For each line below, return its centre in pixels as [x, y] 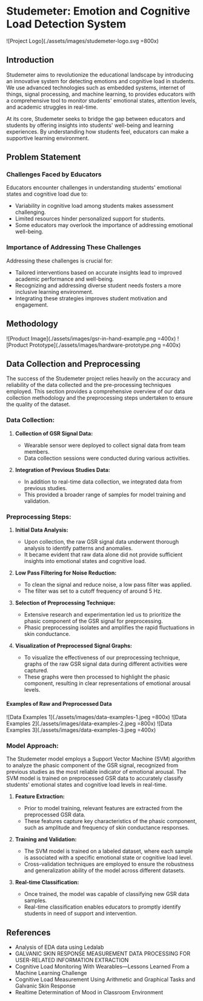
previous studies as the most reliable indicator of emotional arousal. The [96, 772]
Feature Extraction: [40, 796]
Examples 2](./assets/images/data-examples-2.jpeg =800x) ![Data [89, 723]
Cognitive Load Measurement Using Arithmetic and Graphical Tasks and [105, 980]
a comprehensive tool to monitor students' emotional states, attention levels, [101, 100]
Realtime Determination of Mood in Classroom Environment [89, 992]
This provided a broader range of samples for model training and [105, 494]
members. [37, 451]
